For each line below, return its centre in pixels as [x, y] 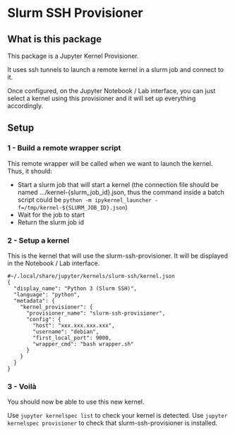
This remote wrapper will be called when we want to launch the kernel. [110, 163]
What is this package [55, 39]
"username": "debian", [66, 332]
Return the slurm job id [51, 222]
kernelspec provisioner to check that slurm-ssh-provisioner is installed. [112, 423]
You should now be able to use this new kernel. [76, 402]
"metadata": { [34, 301]
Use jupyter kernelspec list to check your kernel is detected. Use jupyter [117, 416]
